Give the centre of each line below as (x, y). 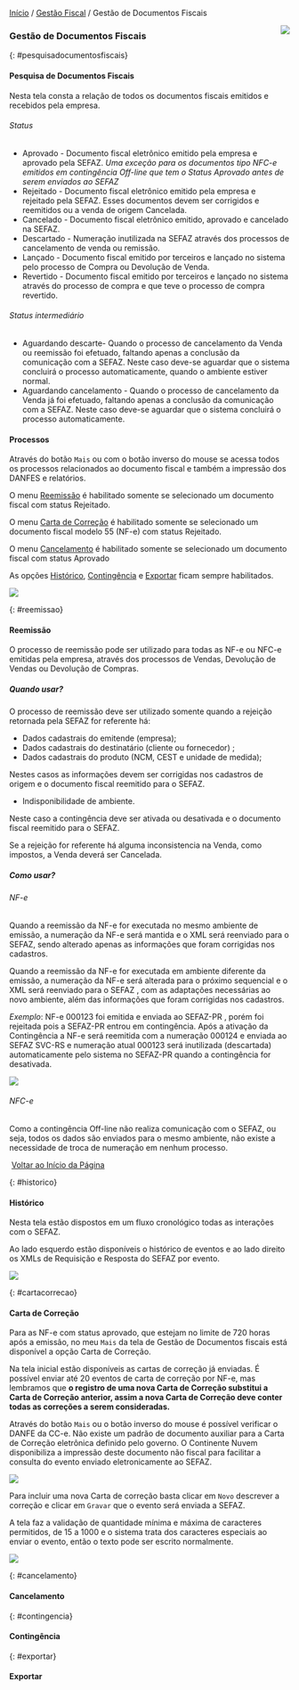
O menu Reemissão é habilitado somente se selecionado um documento (141, 496)
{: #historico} (33, 1182)
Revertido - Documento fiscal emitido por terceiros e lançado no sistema (155, 276)
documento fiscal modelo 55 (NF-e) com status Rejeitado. (116, 532)
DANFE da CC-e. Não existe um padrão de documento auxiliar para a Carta (147, 1433)
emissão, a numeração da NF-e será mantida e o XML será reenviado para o (149, 934)
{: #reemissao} (36, 610)
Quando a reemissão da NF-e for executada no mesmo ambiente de (134, 925)
